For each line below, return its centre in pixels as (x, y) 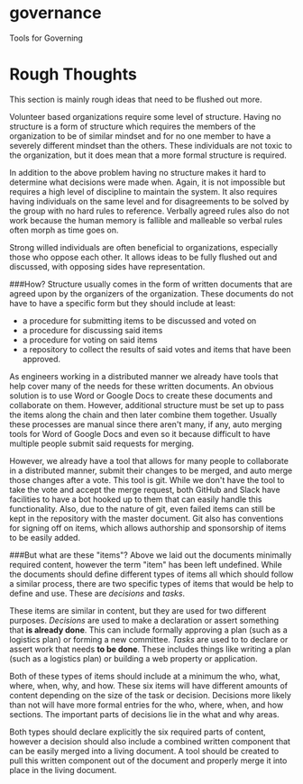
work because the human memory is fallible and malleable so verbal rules (146, 220)
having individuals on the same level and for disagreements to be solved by (149, 201)
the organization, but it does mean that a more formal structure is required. (148, 155)
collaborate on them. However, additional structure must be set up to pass (147, 405)
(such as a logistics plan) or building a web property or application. (134, 658)
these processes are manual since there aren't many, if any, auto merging (146, 424)
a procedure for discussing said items (92, 330)
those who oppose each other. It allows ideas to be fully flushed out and (143, 257)
